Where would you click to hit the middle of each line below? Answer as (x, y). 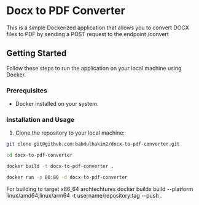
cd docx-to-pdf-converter (39, 155)
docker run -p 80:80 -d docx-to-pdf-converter (67, 177)
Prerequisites (27, 91)
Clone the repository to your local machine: (70, 133)
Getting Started (37, 54)
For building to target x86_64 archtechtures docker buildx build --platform (100, 189)
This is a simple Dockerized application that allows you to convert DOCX (98, 28)
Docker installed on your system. (57, 104)
